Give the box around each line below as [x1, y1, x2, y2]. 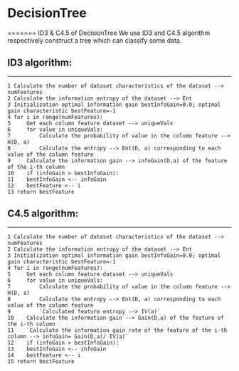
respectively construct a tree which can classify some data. [7, 36, 182, 44]
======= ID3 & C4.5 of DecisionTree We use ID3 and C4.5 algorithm [7, 28, 211, 37]
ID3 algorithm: [7, 57, 73, 69]
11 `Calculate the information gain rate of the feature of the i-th [7, 326, 228, 334]
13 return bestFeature [7, 188, 75, 195]
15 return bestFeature [7, 357, 75, 365]
